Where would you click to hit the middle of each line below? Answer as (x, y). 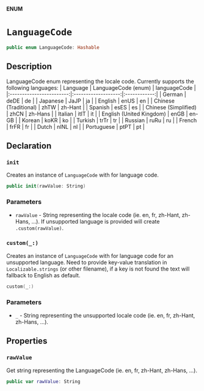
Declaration (29, 146)
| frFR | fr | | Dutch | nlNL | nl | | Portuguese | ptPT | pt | (75, 126)
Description (29, 67)
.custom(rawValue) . (39, 228)
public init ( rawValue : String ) (46, 186)
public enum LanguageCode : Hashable (53, 47)
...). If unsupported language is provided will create (96, 222)
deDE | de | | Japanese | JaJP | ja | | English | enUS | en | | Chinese (91, 101)
